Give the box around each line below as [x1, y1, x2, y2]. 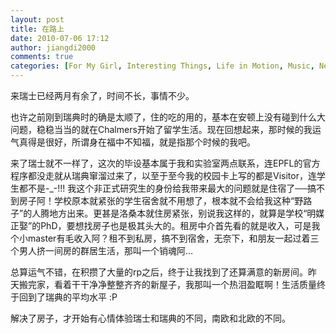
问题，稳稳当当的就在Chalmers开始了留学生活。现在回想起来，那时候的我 [10, 124, 313, 135]
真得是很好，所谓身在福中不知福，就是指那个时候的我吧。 [18, 136, 256, 148]
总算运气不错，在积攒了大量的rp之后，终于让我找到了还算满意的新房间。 [10, 266, 309, 278]
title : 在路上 [10, 24, 65, 34]
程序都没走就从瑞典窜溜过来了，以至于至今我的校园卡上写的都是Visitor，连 [10, 170, 317, 181]
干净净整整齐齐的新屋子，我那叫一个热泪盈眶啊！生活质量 [79, 279, 317, 290]
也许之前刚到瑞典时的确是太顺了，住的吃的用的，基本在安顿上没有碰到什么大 [10, 111, 326, 123]
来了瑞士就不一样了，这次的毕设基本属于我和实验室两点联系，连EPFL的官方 [10, 157, 321, 169]
